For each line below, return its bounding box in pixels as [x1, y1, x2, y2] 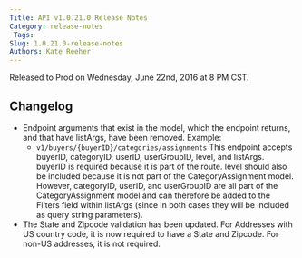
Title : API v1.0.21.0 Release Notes [9, 13, 148, 23]
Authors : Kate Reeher [9, 47, 92, 56]
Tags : [13, 30, 34, 39]
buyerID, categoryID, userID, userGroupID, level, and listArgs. [35, 151, 265, 162]
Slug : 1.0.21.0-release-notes [9, 38, 124, 48]
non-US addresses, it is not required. [22, 238, 161, 249]
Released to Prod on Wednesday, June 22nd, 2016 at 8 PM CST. [9, 72, 249, 83]
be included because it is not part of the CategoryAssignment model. [35, 170, 294, 182]
